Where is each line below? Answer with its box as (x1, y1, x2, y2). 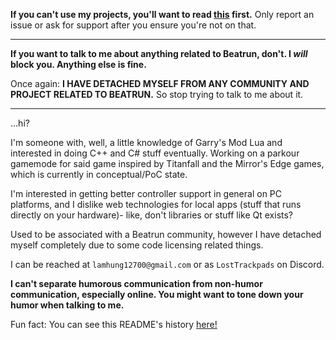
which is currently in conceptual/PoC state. (10, 169, 188, 180)
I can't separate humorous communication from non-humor (10, 278, 263, 289)
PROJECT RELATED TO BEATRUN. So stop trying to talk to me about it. (10, 89, 304, 100)
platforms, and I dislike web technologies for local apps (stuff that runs (10, 199, 302, 210)
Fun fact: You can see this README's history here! (10, 319, 218, 330)
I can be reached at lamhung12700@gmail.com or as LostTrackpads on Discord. (10, 259, 325, 270)
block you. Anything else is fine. (10, 59, 147, 70)
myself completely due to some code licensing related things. (10, 239, 264, 251)
